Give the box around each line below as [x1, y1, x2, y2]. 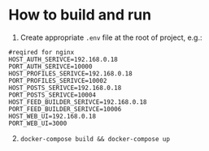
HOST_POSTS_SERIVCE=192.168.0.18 [8, 84, 122, 92]
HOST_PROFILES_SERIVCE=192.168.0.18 [8, 69, 133, 78]
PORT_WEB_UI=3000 [8, 119, 67, 127]
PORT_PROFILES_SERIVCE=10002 [8, 76, 107, 84]
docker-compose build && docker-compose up [20, 135, 171, 143]
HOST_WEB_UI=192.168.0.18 [8, 112, 96, 120]
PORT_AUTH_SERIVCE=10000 [8, 63, 93, 71]
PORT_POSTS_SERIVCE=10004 [8, 91, 96, 99]
